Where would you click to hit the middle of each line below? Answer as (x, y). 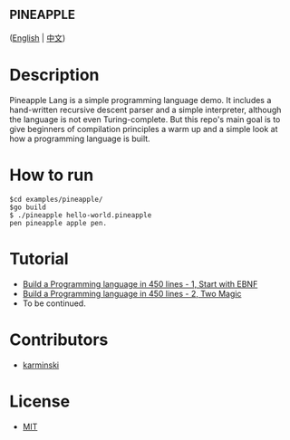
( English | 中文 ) (38, 38)
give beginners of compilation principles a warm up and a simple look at (144, 129)
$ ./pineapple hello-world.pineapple (81, 215)
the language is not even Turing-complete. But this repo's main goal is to (145, 119)
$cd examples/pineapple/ (56, 199)
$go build (28, 207)
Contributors (59, 340)
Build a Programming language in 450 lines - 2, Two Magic (132, 293)
